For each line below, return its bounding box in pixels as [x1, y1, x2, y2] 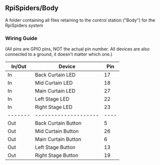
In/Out [11, 63, 27, 70]
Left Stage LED [35, 96, 70, 103]
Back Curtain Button [35, 120, 81, 127]
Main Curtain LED [35, 88, 76, 95]
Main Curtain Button [35, 136, 81, 143]
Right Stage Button [35, 152, 79, 159]
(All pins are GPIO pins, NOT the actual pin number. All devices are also [5, 46, 150, 52]
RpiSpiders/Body [5, 4, 59, 12]
